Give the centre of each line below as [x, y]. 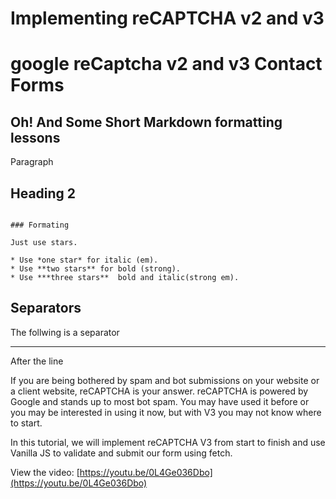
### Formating [40, 225]
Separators [46, 308]
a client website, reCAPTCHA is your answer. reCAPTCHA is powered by [159, 391]
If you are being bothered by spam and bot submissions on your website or [165, 380]
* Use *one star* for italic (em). [84, 260]
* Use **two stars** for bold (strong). [96, 269]
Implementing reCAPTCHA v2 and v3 [167, 18]
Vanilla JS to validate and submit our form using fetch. [121, 453]
